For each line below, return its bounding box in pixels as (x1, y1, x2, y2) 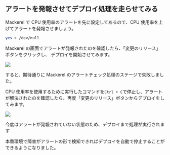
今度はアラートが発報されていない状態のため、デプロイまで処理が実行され (5, 121, 160, 127)
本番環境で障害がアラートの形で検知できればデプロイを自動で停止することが (5, 138, 165, 144)
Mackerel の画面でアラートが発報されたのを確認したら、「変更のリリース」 (5, 45, 161, 51)
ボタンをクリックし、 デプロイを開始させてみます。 (5, 51, 113, 57)
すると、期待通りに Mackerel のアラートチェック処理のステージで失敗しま (5, 71, 160, 77)
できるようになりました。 (5, 144, 59, 150)
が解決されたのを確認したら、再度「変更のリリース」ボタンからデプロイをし (5, 95, 165, 101)
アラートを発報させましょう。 (14, 25, 76, 31)
